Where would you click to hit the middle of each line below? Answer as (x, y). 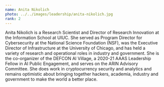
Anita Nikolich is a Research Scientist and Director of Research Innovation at (82, 33)
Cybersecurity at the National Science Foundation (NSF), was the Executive (82, 43)
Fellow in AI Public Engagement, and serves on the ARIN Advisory (72, 64)
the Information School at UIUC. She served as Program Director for (74, 38)
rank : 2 (13, 19)
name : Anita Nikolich (27, 10)
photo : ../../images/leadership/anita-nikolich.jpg (59, 14)
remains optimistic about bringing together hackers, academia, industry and (82, 74)
